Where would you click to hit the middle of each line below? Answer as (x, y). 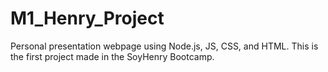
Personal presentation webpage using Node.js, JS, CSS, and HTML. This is (164, 46)
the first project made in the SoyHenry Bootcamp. (112, 56)
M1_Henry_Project (87, 18)
